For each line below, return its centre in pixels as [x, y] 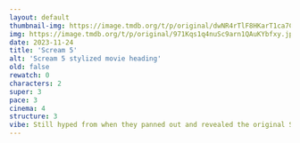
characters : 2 [36, 83]
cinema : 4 [28, 108]
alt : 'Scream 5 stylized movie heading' [86, 59]
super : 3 [25, 91]
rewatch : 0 [29, 75]
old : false [29, 68]
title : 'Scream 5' [43, 51]
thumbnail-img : [37, 26]
